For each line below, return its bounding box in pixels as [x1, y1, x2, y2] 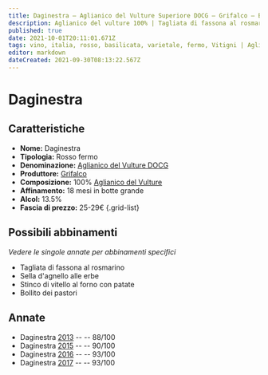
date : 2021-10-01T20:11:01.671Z [8, 34, 116, 42]
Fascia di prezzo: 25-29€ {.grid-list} [19, 203, 140, 212]
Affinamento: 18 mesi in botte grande [19, 185, 144, 195]
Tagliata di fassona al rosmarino [19, 262, 125, 272]
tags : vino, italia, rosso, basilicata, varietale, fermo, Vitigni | [8, 41, 245, 49]
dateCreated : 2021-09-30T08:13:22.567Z [8, 57, 141, 65]
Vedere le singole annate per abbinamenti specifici [8, 247, 176, 256]
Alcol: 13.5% [19, 194, 62, 203]
